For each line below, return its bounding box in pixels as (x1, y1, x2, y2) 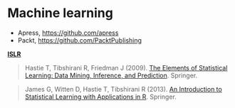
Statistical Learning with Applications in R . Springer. (24, 92, 177, 101)
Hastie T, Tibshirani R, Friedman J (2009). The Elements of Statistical (24, 63, 228, 72)
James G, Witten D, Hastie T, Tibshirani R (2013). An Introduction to (24, 85, 222, 93)
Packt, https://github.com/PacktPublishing (17, 36, 142, 44)
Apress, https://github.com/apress (17, 28, 119, 37)
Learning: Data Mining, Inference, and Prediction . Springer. (24, 71, 198, 80)
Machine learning (7, 5, 114, 21)
